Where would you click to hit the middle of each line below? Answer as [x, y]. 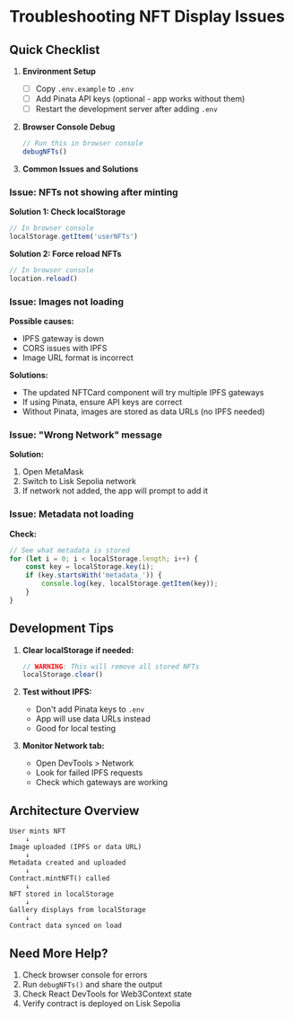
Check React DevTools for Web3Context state [107, 994]
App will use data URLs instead [93, 719]
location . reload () [43, 279]
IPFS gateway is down [63, 339]
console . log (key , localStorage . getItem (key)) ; [130, 584]
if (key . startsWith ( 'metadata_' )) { [94, 575]
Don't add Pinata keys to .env [90, 709]
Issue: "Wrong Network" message [86, 435]
